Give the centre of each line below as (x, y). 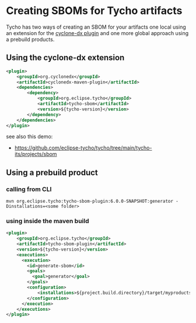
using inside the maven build (48, 221)
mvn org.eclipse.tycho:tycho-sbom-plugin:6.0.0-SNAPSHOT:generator (90, 202)
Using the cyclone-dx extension (65, 58)
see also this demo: (29, 137)
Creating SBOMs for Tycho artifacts (94, 11)
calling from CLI (29, 189)
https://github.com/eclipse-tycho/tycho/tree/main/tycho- (83, 148)
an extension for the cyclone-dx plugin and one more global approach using (97, 33)
